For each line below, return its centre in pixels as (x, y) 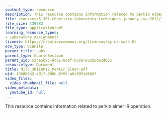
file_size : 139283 (24, 23)
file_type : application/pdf (34, 28)
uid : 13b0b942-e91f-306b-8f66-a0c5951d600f (51, 74)
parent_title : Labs (25, 51)
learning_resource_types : (32, 33)
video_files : (19, 78)
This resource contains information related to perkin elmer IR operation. (78, 106)
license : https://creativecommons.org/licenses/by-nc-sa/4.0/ (71, 42)
